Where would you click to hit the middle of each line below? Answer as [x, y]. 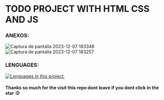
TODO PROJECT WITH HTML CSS [77, 9]
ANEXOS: [17, 36]
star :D [12, 93]
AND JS [22, 20]
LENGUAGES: [22, 65]
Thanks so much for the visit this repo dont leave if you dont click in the [82, 88]
